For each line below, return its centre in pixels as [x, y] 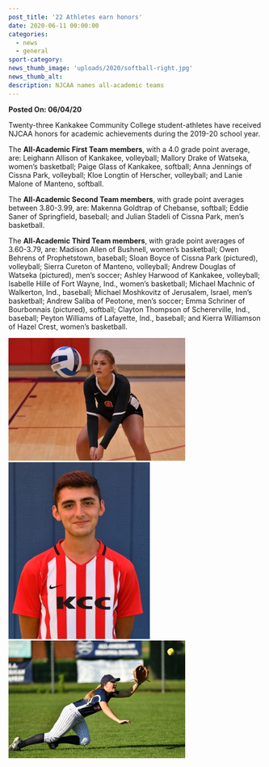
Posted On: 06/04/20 [45, 109]
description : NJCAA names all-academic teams [86, 85]
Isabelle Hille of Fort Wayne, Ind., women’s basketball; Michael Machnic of [132, 284]
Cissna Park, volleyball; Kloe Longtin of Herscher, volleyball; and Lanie [126, 175]
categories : [28, 34]
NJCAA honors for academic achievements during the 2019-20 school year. [134, 133]
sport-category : [36, 60]
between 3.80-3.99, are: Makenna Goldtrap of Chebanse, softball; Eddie [128, 208]
